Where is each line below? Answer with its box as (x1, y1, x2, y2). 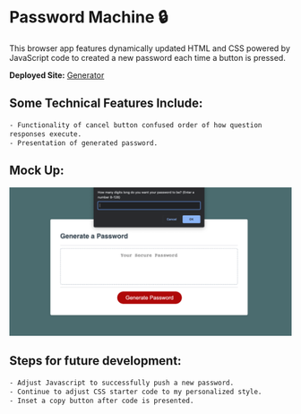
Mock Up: (9, 163, 64, 178)
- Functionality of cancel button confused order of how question (9, 120, 262, 130)
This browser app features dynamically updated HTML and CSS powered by (9, 42, 291, 54)
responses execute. (9, 129, 82, 139)
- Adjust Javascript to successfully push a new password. (9, 378, 235, 387)
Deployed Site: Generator (9, 69, 105, 81)
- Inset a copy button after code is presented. (9, 396, 194, 405)
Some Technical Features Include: (9, 96, 203, 111)
